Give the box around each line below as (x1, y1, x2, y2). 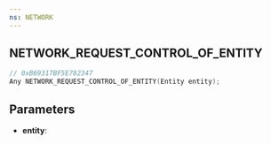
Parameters (9, 102, 76, 117)
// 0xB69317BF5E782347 (9, 69, 93, 78)
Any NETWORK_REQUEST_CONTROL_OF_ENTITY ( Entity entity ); (9, 77, 220, 87)
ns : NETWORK (9, 12, 53, 22)
